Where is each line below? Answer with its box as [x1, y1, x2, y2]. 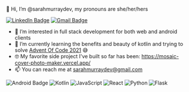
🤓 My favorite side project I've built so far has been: [14, 53, 141, 59]
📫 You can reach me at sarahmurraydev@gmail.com [14, 66, 143, 73]
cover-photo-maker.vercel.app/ [14, 59, 91, 66]
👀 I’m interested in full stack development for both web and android [14, 28, 178, 35]
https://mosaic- [141, 53, 179, 59]
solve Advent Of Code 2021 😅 [14, 47, 88, 54]
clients [14, 34, 31, 41]
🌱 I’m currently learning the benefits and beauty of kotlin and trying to [14, 41, 184, 47]
